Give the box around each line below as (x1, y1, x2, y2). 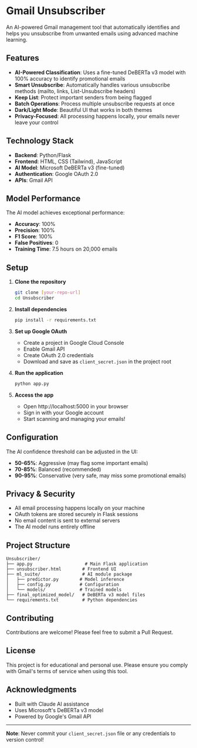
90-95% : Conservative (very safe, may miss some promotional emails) (14, 472, 186, 479)
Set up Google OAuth (14, 328, 67, 335)
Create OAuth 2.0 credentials (23, 351, 94, 358)
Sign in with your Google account (23, 409, 104, 416)
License (6, 646, 36, 656)
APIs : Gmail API (14, 177, 53, 184)
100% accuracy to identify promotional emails (14, 75, 125, 82)
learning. (6, 36, 28, 43)
